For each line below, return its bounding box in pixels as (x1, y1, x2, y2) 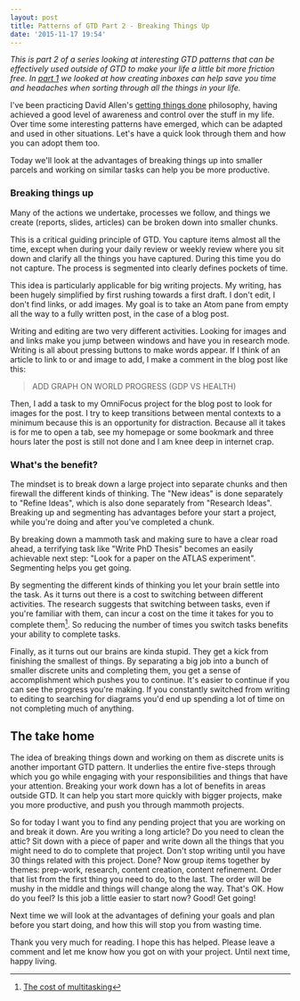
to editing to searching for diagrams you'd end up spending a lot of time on (10, 693, 286, 704)
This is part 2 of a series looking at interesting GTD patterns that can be (10, 54, 275, 65)
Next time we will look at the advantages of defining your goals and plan (10, 910, 275, 921)
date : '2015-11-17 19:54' (10, 29, 106, 38)
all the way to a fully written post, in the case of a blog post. (10, 308, 230, 319)
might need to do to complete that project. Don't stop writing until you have (10, 846, 286, 856)
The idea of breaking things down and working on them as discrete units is (10, 752, 284, 763)
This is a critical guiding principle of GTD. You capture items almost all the (10, 234, 281, 245)
